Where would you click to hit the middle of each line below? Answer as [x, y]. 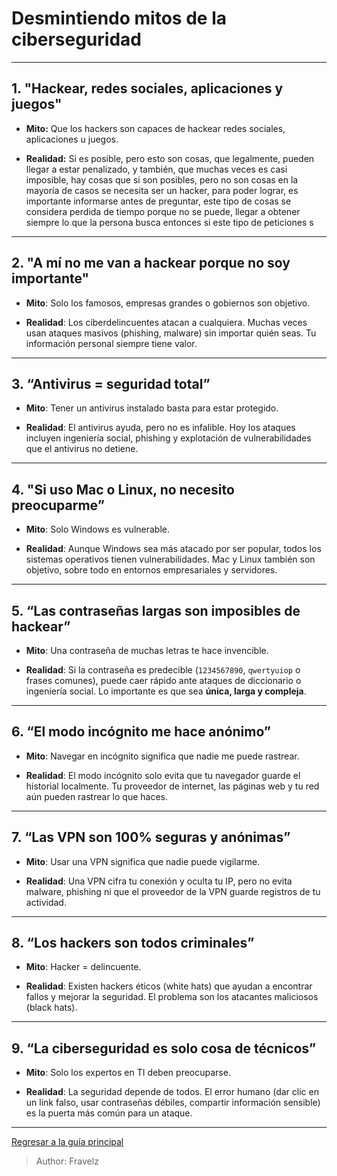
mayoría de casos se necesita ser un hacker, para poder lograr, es [162, 190]
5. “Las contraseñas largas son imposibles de [156, 610]
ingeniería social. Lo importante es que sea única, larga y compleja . [166, 691]
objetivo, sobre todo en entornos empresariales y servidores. [151, 570]
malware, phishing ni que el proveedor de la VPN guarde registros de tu [173, 891]
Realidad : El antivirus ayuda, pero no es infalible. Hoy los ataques [160, 428]
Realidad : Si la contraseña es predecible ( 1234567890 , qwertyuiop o [163, 670]
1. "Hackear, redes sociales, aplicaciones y [147, 88]
